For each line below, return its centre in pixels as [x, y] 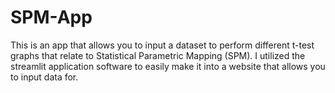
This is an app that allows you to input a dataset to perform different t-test [162, 45]
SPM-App [51, 17]
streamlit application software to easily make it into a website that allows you [168, 66]
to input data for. [44, 77]
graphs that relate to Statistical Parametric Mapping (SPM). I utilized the [158, 55]
